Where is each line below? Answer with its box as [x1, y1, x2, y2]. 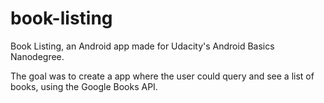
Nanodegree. [10, 50, 65, 62]
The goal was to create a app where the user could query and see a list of [10, 70, 315, 82]
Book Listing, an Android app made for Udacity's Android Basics [10, 40, 275, 52]
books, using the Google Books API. [10, 80, 158, 92]
